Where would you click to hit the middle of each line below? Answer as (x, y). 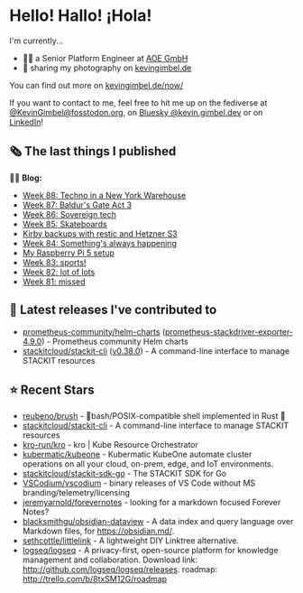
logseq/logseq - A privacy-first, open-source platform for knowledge (150, 551)
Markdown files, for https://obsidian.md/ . (98, 531)
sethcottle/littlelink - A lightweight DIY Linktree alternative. (130, 541)
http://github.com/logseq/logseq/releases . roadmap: (120, 570)
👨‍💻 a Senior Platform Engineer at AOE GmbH (105, 58)
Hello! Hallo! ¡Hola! (81, 16)
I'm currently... (36, 41)
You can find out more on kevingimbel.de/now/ (96, 85)
